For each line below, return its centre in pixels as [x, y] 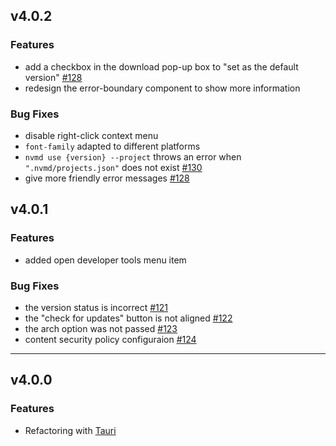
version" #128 [53, 77]
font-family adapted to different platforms [112, 146]
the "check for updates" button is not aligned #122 [128, 318]
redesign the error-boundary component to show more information [162, 88]
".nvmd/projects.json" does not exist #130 [113, 167]
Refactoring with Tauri [70, 430]
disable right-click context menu [91, 135]
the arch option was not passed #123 [101, 328]
